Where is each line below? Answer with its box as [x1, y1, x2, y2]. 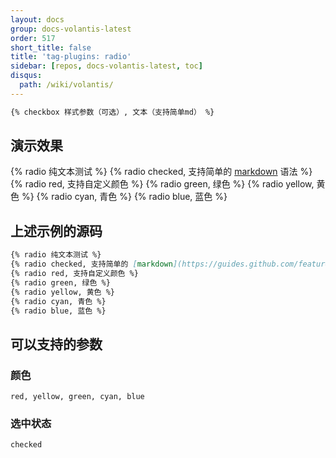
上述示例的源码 [10, 222, 103, 240]
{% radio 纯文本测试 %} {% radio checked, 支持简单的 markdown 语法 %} [10, 166, 313, 178]
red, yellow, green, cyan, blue [10, 392, 145, 402]
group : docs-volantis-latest [10, 24, 132, 34]
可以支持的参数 [10, 336, 103, 353]
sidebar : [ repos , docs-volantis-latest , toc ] [10, 61, 203, 71]
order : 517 [10, 33, 56, 43]
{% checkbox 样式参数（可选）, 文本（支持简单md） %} [10, 107, 215, 117]
